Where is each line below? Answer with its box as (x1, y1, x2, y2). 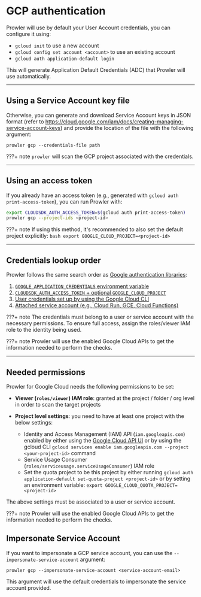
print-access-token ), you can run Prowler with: (6, 198, 123, 205)
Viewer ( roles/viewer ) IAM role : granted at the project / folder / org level (14, 394, 195, 402)
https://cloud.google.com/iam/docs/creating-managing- (45, 118, 184, 125)
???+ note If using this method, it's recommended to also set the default (6, 226, 184, 233)
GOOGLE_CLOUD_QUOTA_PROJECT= (105, 482, 178, 489)
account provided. (6, 584, 51, 591)
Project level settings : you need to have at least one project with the (14, 412, 184, 420)
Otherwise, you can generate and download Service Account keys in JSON (6, 111, 191, 119)
